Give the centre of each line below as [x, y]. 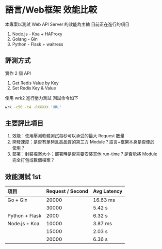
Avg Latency [108, 191]
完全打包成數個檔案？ [33, 160]
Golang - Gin [25, 39]
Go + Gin [17, 200]
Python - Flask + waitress [38, 44]
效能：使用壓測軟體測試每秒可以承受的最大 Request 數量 [68, 136]
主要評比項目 [24, 124]
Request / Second [67, 191]
